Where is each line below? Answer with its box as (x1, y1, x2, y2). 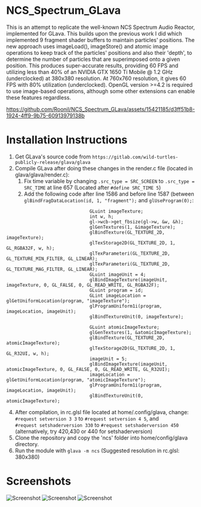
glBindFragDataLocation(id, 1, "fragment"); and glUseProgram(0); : (23, 196, 194, 204)
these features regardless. (6, 94, 71, 101)
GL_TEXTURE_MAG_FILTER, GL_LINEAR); (6, 266, 98, 272)
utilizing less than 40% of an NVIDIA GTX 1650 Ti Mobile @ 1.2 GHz (6, 68, 173, 75)
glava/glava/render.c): (14, 171, 70, 178)
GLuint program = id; (89, 287, 144, 293)
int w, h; (89, 213, 114, 220)
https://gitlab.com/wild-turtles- (92, 154, 179, 160)
